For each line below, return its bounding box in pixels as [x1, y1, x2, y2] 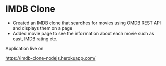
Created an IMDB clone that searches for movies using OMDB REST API [12, 20, 161, 26]
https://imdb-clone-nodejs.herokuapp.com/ [5, 55, 96, 61]
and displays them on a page [12, 25, 73, 31]
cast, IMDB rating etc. [12, 36, 58, 42]
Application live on [5, 45, 44, 51]
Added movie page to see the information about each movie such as [12, 30, 154, 36]
